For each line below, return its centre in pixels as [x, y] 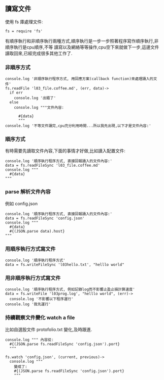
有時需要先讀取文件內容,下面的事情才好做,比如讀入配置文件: [65, 151]
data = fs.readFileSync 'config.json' [45, 218]
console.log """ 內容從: [30, 340]
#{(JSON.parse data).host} [37, 231]
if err [16, 93]
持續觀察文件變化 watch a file [40, 318]
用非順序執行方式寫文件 [33, 278]
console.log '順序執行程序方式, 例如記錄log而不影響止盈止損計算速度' [70, 289]
